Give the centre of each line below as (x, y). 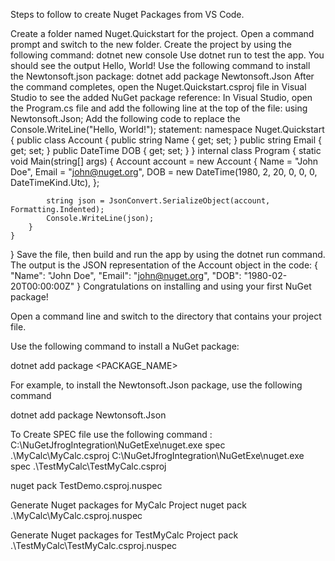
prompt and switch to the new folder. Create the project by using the (151, 44)
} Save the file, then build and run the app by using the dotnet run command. (168, 254)
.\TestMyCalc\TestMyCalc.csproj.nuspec (94, 545)
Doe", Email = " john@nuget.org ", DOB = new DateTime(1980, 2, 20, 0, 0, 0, (164, 172)
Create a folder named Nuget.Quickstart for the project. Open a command (162, 33)
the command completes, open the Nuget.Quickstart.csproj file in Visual (158, 87)
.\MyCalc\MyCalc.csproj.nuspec (76, 515)
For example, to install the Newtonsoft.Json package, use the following (156, 385)
